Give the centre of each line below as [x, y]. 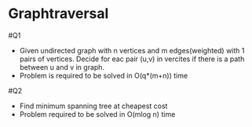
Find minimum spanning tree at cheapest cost [93, 106]
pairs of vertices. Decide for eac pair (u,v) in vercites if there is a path [132, 59]
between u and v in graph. [62, 67]
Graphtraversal [58, 14]
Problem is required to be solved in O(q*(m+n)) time [104, 75]
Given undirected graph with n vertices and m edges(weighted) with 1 [132, 50]
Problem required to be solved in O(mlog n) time [97, 114]
